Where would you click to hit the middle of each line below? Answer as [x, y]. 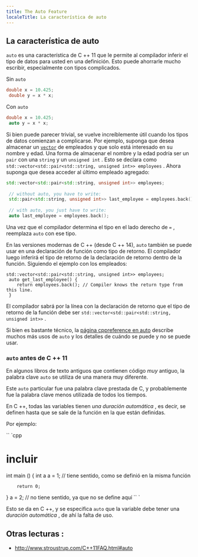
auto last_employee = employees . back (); [59, 216]
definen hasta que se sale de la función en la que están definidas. [86, 413]
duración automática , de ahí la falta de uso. [60, 515]
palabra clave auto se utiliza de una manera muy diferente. [77, 377]
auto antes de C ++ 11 [37, 358]
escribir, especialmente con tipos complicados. [63, 68]
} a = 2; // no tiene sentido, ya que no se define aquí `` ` [73, 497]
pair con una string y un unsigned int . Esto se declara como [82, 159]
